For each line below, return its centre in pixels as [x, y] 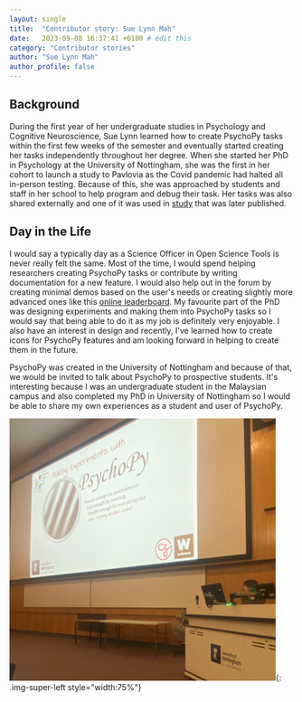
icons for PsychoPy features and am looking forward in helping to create [144, 340]
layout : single [38, 19]
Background [44, 104]
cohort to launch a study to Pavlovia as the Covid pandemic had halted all [146, 174]
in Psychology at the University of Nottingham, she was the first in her [140, 165]
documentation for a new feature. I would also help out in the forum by [141, 282]
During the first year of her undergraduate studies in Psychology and [137, 126]
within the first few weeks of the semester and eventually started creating [146, 146]
